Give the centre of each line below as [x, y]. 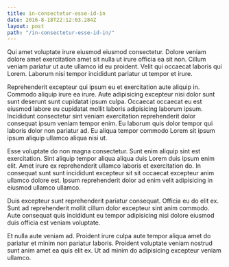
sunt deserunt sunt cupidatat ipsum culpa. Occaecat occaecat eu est [105, 102]
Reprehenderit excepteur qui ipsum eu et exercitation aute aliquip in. [104, 87]
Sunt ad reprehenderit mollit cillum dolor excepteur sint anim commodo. [108, 208]
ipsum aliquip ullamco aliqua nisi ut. [57, 138]
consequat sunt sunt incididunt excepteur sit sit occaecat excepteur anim [111, 173]
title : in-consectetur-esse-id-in [57, 13]
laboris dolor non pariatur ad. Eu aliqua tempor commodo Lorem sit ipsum [111, 131]
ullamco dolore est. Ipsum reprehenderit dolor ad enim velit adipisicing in [110, 180]
